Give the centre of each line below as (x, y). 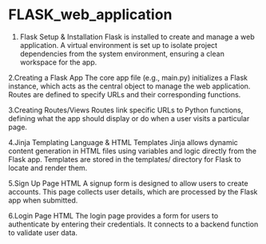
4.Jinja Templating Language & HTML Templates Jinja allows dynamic (123, 142)
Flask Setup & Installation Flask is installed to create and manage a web (137, 37)
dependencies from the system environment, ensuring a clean (122, 53)
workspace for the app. (58, 62)
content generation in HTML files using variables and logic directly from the (133, 151)
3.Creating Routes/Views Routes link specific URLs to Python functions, (126, 110)
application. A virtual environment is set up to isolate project (119, 45)
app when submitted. (43, 200)
